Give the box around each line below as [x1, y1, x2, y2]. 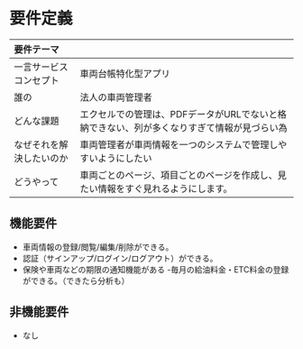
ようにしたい [97, 152, 152, 164]
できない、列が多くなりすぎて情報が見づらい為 [88, 121, 288, 133]
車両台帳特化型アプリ [79, 67, 170, 79]
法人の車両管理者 [79, 91, 152, 104]
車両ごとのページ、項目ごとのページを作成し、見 [79, 169, 287, 181]
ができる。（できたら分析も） [22, 275, 130, 286]
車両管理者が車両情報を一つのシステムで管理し [79, 138, 279, 151]
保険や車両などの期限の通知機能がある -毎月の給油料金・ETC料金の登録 [22, 263, 289, 275]
